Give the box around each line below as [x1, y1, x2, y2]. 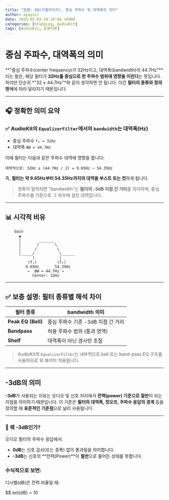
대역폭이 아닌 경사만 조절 [47, 337, 103, 344]
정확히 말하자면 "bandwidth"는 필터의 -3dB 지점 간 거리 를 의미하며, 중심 [17, 186, 159, 192]
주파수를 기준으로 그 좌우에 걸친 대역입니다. [17, 192, 103, 198]
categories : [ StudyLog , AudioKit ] [5, 21, 78, 27]
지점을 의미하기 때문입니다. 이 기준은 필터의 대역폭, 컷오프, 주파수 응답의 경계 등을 [5, 399, 164, 405]
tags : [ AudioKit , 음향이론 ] [5, 26, 60, 31]
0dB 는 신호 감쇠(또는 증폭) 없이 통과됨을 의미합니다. [12, 447, 115, 453]
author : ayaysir [5, 12, 39, 17]
